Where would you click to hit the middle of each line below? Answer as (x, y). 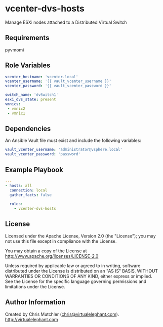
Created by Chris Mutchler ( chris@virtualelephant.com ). (62, 314)
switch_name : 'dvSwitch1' (32, 95)
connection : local (29, 190)
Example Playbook (34, 169)
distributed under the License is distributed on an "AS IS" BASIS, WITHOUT (81, 271)
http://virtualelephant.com (32, 319)
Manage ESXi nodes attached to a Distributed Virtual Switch (66, 22)
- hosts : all (19, 186)
